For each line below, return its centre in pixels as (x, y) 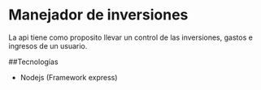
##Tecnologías (33, 62)
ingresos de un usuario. (48, 45)
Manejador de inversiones (98, 15)
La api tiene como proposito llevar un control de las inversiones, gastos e (131, 37)
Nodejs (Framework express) (69, 77)
